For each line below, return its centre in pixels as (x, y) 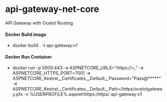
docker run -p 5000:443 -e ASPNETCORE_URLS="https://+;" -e (78, 68)
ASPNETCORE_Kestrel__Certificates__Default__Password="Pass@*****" (86, 79)
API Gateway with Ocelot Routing (39, 23)
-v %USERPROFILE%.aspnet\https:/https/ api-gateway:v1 (83, 94)
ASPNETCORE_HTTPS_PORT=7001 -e (51, 73)
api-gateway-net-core (52, 9)
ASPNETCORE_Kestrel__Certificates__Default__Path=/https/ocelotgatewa (87, 89)
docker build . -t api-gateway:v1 (45, 45)
